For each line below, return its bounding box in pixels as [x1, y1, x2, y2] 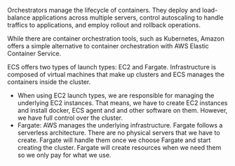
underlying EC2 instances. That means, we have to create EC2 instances [17, 99, 228, 107]
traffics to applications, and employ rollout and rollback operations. [7, 21, 201, 29]
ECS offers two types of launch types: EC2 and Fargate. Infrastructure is [7, 63, 216, 71]
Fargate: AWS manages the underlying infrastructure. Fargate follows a [17, 121, 223, 129]
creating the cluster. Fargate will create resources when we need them [17, 144, 222, 151]
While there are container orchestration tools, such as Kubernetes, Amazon [7, 34, 224, 43]
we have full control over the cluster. [17, 113, 123, 122]
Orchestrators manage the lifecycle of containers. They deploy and [7, 6, 201, 14]
